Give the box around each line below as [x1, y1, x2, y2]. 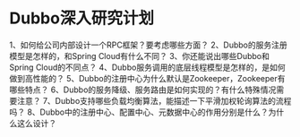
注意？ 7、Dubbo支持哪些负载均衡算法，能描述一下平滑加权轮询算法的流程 [16, 95, 292, 106]
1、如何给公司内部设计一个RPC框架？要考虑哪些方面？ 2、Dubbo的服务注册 [9, 39, 288, 50]
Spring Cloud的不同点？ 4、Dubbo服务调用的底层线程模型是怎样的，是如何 [9, 62, 286, 73]
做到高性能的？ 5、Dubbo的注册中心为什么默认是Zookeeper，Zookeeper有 [9, 73, 286, 83]
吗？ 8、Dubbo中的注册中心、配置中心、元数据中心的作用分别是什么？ [9, 107, 269, 117]
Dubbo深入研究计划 [9, 8, 155, 29]
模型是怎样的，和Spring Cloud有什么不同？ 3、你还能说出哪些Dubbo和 [9, 50, 270, 61]
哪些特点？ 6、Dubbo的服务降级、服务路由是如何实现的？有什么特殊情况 [9, 84, 277, 95]
